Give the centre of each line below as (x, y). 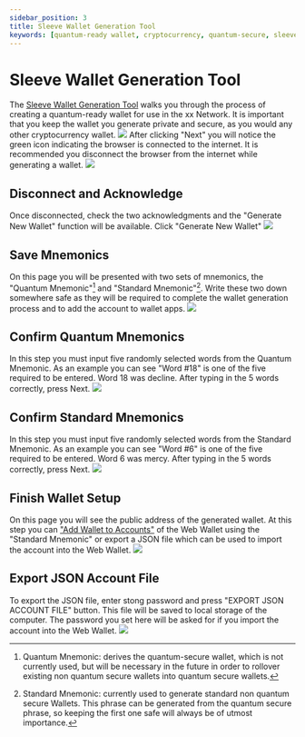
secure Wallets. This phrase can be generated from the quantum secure (157, 703)
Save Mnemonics (59, 255)
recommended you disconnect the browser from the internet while (134, 154)
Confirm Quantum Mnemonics (97, 337)
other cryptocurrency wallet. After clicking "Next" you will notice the (143, 135)
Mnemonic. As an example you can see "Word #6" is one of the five (136, 449)
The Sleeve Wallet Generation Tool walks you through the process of (138, 105)
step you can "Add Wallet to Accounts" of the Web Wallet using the (135, 530)
